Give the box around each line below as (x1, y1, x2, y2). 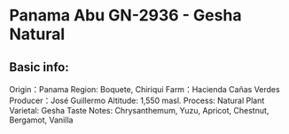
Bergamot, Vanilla (9, 114, 74, 125)
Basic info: (9, 59, 69, 75)
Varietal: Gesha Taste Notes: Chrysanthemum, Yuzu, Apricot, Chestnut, (9, 106, 269, 115)
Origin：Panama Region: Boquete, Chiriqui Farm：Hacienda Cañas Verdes (9, 84, 281, 94)
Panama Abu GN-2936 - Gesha (9, 5, 242, 26)
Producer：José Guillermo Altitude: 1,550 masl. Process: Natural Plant (9, 95, 265, 106)
